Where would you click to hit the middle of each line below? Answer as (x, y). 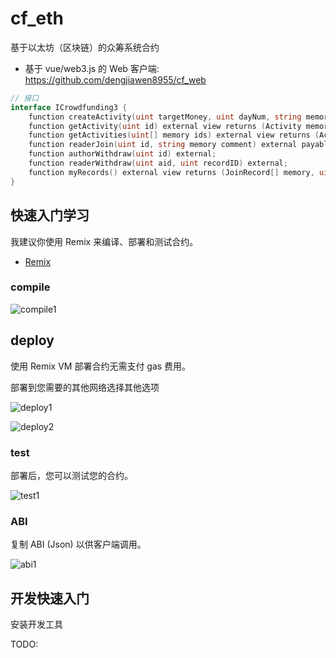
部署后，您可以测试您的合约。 (71, 475)
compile (30, 287)
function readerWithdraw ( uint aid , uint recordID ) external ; (158, 163)
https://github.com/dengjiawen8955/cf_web (115, 79)
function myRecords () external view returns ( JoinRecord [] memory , (171, 172)
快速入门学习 (50, 215)
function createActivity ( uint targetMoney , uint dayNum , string (165, 117)
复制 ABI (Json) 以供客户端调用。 (78, 544)
